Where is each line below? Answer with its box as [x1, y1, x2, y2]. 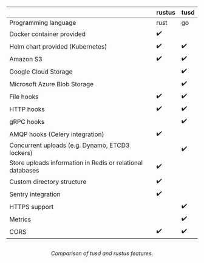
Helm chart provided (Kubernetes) [9, 42, 107, 50]
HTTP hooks [9, 104, 45, 113]
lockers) [9, 149, 33, 157]
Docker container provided [9, 30, 86, 38]
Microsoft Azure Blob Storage [9, 80, 94, 88]
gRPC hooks [9, 117, 45, 126]
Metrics [9, 215, 32, 224]
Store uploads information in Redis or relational [9, 159, 143, 167]
